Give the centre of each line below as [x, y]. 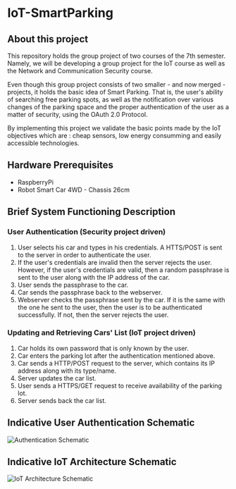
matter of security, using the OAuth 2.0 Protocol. [77, 114]
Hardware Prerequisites [61, 165]
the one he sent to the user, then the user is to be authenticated [110, 307]
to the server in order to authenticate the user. [84, 254]
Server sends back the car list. [62, 400]
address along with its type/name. [67, 371]
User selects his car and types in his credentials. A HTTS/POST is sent [120, 247]
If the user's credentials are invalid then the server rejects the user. [115, 262]
